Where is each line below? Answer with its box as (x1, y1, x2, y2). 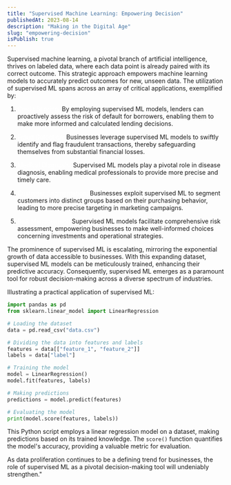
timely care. (17, 175, 51, 184)
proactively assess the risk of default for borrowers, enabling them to (17, 112, 214, 121)
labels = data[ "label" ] (7, 352, 76, 359)
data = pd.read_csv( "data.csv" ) (7, 326, 100, 334)
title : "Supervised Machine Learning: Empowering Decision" (7, 10, 184, 17)
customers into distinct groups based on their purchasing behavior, (17, 196, 208, 205)
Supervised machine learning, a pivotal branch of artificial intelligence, (7, 55, 208, 63)
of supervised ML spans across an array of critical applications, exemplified (7, 84, 223, 93)
